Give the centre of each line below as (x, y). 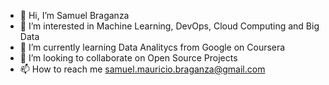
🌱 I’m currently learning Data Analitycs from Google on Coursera (152, 47)
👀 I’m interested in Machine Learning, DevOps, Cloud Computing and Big (169, 26)
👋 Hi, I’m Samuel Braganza (74, 15)
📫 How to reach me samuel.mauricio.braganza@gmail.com (142, 69)
